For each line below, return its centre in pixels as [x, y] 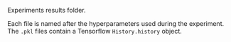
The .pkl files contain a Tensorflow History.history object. [95, 31]
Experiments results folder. [47, 10]
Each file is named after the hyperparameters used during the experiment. [116, 23]
